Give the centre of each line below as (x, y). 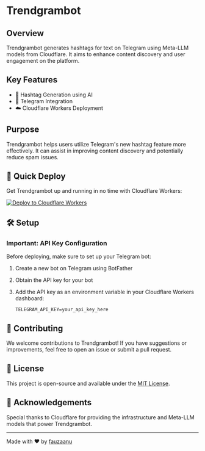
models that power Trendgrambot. (49, 424)
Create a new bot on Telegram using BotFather (74, 269)
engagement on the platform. (43, 61)
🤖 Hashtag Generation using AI (54, 95)
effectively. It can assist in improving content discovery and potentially (95, 151)
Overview (25, 33)
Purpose (23, 130)
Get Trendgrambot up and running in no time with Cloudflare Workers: (94, 191)
